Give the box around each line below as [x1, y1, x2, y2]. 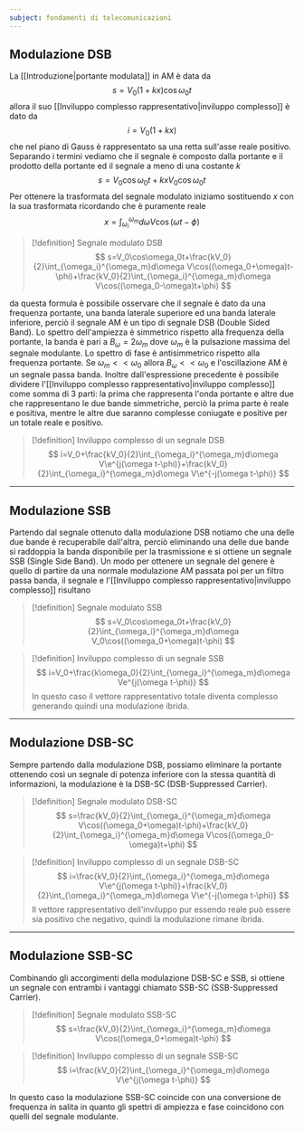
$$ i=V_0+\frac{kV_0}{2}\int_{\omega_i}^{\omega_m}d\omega [48, 449, 279, 460]
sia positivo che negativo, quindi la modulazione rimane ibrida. [31, 913, 264, 924]
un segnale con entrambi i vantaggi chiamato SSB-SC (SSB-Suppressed [9, 982, 279, 993]
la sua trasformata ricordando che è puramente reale [9, 200, 206, 211]
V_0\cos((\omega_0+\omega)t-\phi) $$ [91, 635, 235, 647]
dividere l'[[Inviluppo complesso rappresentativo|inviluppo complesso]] [9, 379, 276, 390]
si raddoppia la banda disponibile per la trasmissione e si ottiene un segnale [9, 546, 292, 557]
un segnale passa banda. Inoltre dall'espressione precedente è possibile [9, 369, 280, 380]
